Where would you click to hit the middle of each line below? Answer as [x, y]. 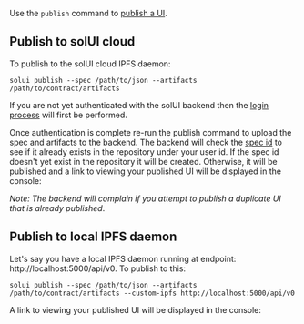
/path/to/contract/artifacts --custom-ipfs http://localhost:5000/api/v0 [152, 293]
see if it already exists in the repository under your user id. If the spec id [144, 152]
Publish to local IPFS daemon [93, 237]
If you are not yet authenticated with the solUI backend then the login [139, 105]
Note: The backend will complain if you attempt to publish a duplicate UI [146, 198]
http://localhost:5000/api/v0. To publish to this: [98, 268]
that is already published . [57, 208]
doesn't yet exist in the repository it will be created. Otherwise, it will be [143, 161]
